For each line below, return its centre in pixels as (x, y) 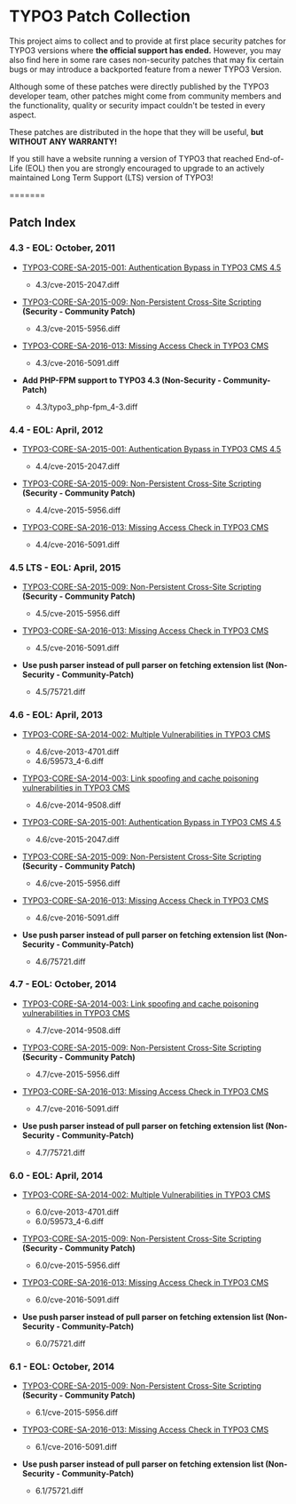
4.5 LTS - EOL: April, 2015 (65, 568)
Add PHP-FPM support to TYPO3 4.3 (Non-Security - (121, 380)
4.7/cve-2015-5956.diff (78, 1074)
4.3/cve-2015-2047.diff (77, 284)
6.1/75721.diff (59, 1491)
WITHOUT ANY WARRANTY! (63, 141)
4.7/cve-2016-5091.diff (77, 1109)
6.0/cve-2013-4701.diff (77, 1212)
